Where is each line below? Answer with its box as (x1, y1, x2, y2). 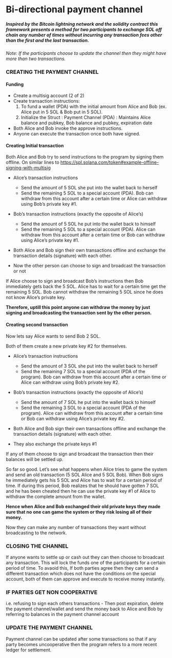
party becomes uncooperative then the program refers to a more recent (6, 641, 157, 647)
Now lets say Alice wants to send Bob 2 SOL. (6, 333, 101, 339)
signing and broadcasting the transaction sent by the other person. (6, 309, 152, 316)
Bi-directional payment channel (6, 4, 143, 15)
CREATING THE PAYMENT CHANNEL (6, 68, 99, 75)
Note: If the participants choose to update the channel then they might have (6, 50, 166, 56)
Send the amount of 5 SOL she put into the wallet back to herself (20, 185, 158, 191)
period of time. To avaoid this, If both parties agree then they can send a (6, 565, 158, 571)
